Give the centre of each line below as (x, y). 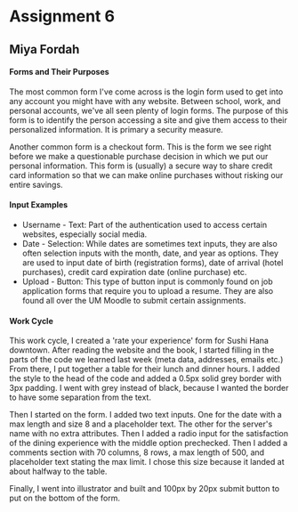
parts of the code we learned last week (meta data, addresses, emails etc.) (146, 360)
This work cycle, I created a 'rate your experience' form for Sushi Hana (139, 341)
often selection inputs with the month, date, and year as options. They (150, 253)
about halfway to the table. (58, 471)
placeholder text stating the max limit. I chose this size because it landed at (147, 462)
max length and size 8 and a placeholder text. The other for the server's (141, 424)
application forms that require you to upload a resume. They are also (148, 290)
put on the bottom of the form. (64, 498)
